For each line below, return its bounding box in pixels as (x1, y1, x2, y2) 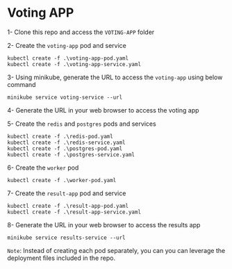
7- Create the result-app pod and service (7, 189, 126, 197)
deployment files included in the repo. (7, 254, 116, 262)
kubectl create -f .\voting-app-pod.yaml (7, 54, 129, 62)
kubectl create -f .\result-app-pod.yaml (7, 202, 129, 209)
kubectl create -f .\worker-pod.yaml (7, 177, 117, 184)
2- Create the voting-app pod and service (7, 41, 126, 49)
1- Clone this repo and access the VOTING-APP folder (7, 28, 155, 36)
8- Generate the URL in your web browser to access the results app (7, 220, 201, 229)
